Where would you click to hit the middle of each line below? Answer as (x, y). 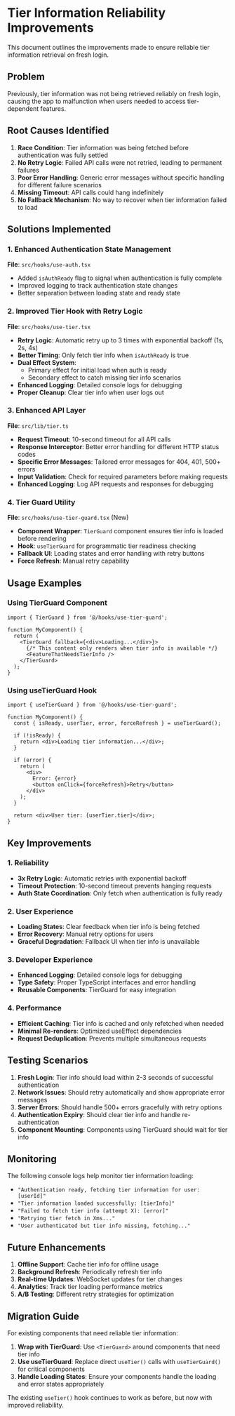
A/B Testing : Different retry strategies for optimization (95, 1294)
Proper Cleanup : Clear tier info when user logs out (91, 392)
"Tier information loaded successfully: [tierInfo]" (96, 1204)
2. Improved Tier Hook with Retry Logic (75, 312)
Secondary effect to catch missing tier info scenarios (104, 378)
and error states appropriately (61, 1384)
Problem (26, 77)
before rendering (42, 539)
